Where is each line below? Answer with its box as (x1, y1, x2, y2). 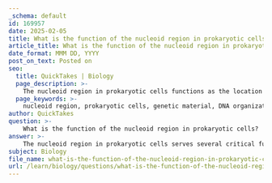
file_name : (8, 155, 45, 163)
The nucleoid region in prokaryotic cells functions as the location (23, 87, 263, 96)
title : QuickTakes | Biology (15, 72, 114, 80)
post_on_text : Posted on (8, 57, 92, 66)
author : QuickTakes (8, 110, 74, 118)
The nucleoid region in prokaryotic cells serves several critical (23, 139, 255, 148)
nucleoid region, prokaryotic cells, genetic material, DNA (23, 102, 230, 110)
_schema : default (8, 11, 67, 20)
